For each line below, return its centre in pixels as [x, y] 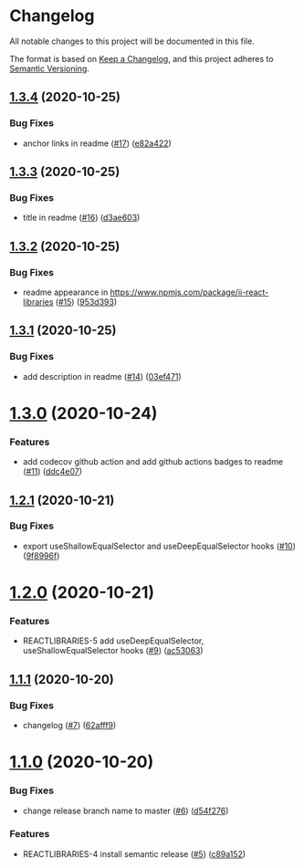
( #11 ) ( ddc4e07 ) [52, 472]
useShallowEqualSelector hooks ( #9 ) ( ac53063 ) [113, 651]
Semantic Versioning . [49, 68]
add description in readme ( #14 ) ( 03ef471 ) [102, 376]
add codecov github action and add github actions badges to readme [153, 462]
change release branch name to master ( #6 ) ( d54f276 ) [126, 810]
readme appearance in [65, 292]
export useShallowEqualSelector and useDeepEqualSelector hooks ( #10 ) [159, 546]
